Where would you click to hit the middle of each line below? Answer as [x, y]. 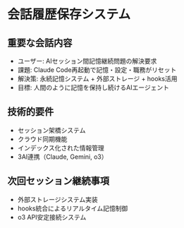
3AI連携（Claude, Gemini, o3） [62, 157]
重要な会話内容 [40, 43]
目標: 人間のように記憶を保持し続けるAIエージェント [93, 88]
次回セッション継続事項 [58, 181]
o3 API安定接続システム [52, 217]
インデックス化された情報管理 [61, 148]
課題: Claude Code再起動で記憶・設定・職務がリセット [97, 70]
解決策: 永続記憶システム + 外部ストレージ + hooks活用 [97, 79]
